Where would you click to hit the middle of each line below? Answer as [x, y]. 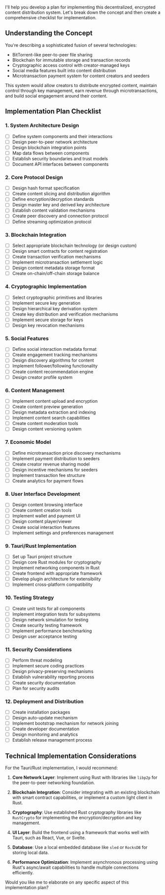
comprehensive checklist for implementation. [51, 18]
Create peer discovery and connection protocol [60, 216]
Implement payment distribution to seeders [56, 458]
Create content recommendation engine [53, 372]
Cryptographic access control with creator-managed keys [71, 65]
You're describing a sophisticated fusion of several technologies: [71, 45]
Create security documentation [44, 683]
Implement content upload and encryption [55, 401]
